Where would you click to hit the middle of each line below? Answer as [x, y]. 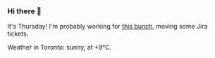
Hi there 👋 [25, 11]
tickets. [18, 34]
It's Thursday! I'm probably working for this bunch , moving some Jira [107, 27]
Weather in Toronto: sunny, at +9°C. [59, 48]
